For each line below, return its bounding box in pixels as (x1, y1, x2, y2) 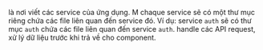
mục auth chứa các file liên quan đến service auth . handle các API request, (8, 25, 256, 33)
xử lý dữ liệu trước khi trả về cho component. (8, 33, 156, 42)
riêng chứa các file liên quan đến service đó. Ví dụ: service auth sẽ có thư (8, 16, 252, 25)
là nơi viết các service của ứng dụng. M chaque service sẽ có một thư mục (8, 8, 255, 17)
